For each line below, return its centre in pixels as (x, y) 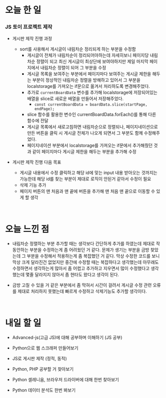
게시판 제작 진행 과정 (32, 39)
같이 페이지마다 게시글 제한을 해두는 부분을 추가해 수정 (84, 152)
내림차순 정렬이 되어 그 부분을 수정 (73, 68)
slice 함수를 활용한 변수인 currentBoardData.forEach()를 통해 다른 (92, 114)
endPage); (44, 109)
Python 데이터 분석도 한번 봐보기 (44, 390)
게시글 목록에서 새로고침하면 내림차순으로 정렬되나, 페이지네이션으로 (92, 127)
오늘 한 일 (23, 10)
